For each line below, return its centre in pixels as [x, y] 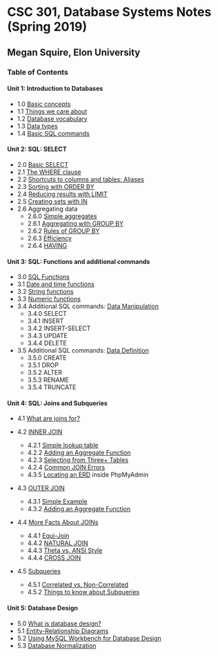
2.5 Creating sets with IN [52, 201]
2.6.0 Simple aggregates [62, 216]
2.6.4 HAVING [47, 245]
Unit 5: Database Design [42, 608]
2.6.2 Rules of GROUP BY [63, 231]
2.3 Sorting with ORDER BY [56, 186]
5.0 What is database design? [59, 623]
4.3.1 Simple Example [57, 502]
